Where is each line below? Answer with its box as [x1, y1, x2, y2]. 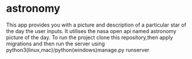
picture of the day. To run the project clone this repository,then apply [6, 34, 173, 41]
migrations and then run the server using [6, 40, 105, 47]
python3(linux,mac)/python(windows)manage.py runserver [6, 46, 150, 53]
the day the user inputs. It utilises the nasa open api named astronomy [6, 27, 177, 34]
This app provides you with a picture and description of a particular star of [6, 21, 187, 28]
